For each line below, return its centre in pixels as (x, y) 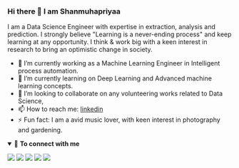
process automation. (48, 71)
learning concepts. (45, 86)
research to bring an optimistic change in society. (80, 50)
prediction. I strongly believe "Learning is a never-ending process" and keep (119, 34)
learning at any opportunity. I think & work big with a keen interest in (107, 42)
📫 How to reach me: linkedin (60, 109)
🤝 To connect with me (47, 144)
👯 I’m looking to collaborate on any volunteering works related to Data (120, 94)
